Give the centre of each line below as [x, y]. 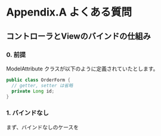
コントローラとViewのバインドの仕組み [78, 36]
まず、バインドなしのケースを [43, 127]
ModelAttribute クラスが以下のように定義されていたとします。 [82, 69]
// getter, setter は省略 [42, 85]
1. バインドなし [28, 113]
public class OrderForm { [38, 80]
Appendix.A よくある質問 [69, 12]
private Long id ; [33, 91]
